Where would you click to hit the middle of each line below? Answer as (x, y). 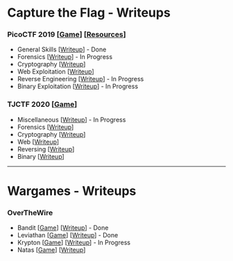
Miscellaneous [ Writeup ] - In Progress (71, 119)
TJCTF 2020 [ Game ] (42, 104)
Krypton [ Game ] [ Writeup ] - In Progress (74, 243)
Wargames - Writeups (72, 191)
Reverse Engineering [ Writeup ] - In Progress (80, 79)
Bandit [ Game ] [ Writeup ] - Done (63, 228)
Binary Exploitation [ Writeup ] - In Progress (78, 86)
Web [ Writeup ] (38, 142)
